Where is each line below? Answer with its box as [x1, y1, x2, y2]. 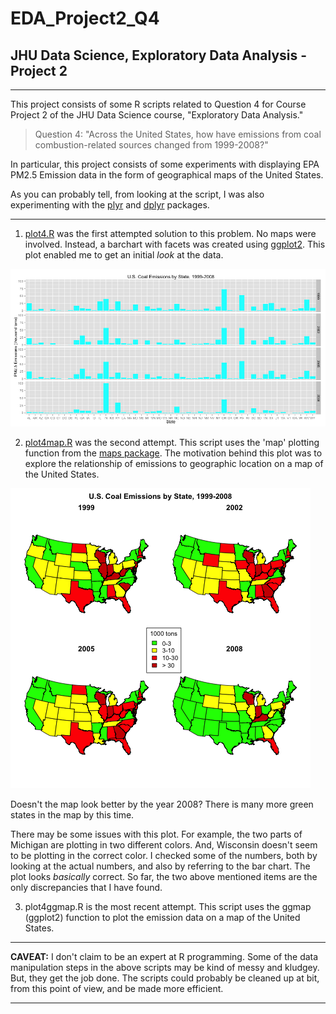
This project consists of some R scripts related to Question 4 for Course [10, 98, 307, 110]
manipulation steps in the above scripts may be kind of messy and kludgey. [10, 962, 320, 973]
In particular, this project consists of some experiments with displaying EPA [10, 158, 320, 170]
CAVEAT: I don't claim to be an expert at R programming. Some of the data [10, 951, 319, 962]
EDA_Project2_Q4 [10, 7, 160, 30]
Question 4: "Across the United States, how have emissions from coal [34, 128, 322, 140]
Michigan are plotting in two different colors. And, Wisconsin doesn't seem [10, 839, 318, 851]
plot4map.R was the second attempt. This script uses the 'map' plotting [24, 437, 320, 448]
